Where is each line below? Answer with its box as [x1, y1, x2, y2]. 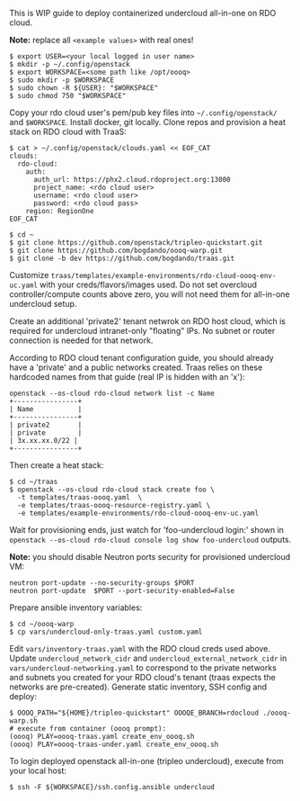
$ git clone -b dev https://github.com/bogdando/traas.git [9, 254, 235, 263]
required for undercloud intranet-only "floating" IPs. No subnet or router [9, 326, 276, 336]
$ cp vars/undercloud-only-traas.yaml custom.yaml [9, 627, 203, 636]
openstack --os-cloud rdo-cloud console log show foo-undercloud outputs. [9, 535, 292, 544]
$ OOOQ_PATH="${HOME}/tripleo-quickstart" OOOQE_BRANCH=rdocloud [9, 708, 259, 717]
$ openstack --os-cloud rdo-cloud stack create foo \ [9, 485, 216, 494]
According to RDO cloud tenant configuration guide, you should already [9, 353, 274, 363]
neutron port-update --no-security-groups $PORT [9, 579, 195, 588]
